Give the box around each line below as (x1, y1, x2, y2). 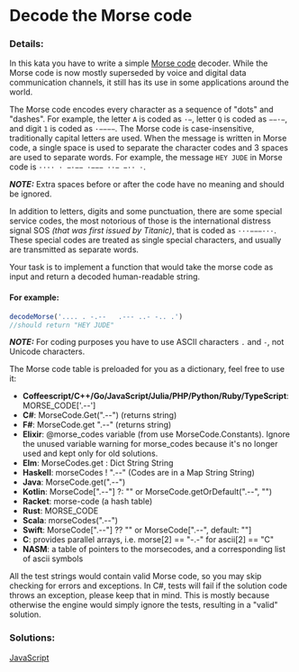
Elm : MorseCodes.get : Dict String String (22, 458, 174, 468)
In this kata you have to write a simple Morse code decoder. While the (9, 58, 268, 68)
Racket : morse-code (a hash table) (22, 496, 153, 507)
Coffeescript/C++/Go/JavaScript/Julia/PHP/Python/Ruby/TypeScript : (22, 391, 290, 402)
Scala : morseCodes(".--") (22, 515, 119, 526)
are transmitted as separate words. (9, 244, 140, 255)
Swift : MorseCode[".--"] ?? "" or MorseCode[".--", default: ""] (22, 524, 252, 536)
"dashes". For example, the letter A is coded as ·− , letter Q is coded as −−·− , (9, 114, 288, 124)
